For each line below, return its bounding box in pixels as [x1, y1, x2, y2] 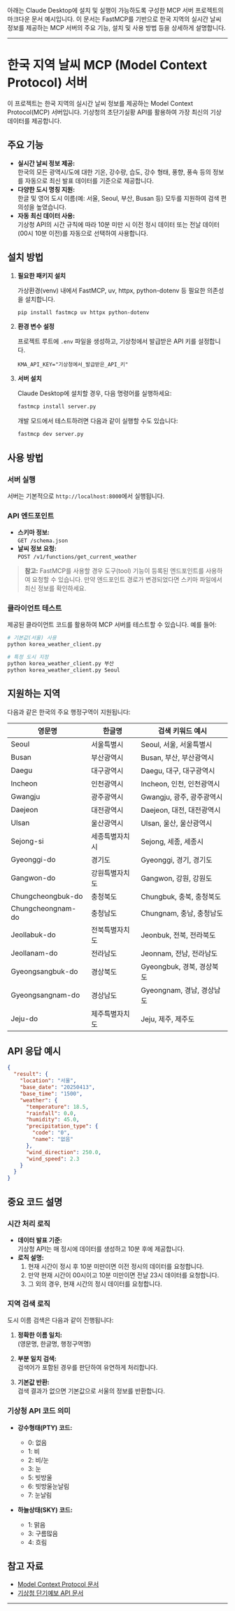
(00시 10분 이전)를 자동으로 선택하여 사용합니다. [17, 229, 148, 237]
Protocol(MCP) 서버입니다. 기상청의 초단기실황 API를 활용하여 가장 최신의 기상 [7, 108, 222, 116]
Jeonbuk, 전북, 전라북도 [141, 930, 216, 939]
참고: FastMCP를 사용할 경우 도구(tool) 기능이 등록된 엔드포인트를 [24, 567, 204, 575]
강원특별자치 [90, 868, 131, 878]
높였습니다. [36, 202, 66, 211]
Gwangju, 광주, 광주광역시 [141, 792, 223, 802]
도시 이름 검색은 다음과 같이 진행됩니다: [7, 1316, 114, 1324]
